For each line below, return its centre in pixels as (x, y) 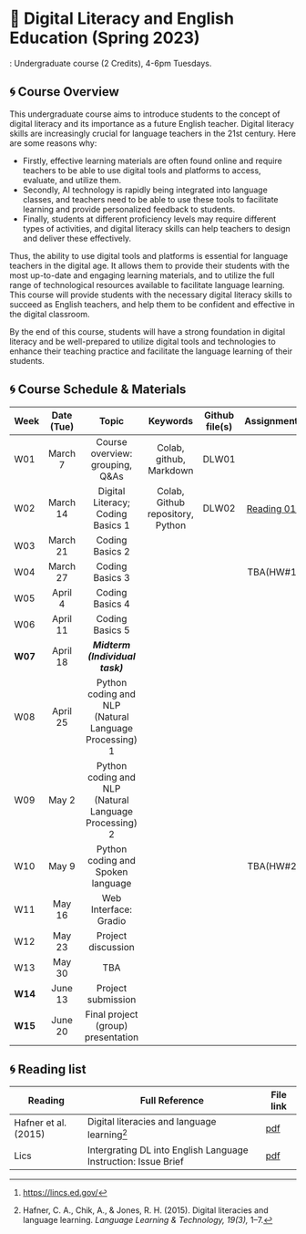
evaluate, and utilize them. (72, 180)
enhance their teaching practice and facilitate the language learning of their (151, 351)
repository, (170, 513)
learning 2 (107, 1134)
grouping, (112, 464)
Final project (112, 1014)
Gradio (112, 920)
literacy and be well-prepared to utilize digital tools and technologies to (143, 341)
